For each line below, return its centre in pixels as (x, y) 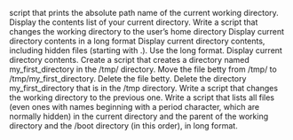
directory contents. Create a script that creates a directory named (130, 60)
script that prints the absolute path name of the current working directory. (144, 13)
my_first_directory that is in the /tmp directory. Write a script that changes (143, 88)
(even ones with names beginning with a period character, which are (135, 107)
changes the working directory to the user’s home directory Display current (147, 31)
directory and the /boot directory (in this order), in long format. (123, 126)
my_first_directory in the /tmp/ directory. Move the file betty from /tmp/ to (143, 69)
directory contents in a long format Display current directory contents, (137, 41)
